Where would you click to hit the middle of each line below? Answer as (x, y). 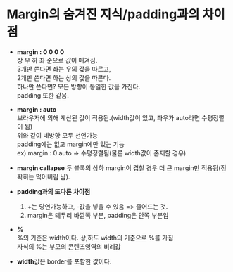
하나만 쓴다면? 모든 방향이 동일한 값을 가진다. (78, 86)
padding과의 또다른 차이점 (53, 191)
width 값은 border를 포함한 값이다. (64, 261)
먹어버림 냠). (53, 176)
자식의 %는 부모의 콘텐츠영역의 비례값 (69, 246)
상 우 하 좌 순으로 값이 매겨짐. (57, 60)
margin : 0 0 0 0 (40, 52)
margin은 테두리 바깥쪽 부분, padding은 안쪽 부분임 (98, 215)
